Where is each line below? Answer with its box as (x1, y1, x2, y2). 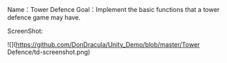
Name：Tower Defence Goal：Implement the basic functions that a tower (7, 6, 220, 13)
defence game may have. (7, 13, 81, 22)
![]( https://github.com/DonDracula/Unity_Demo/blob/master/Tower (7, 41, 200, 48)
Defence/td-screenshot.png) (7, 48, 91, 56)
